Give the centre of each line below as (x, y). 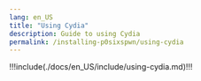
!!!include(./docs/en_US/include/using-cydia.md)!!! (101, 67)
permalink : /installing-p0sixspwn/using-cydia (97, 42)
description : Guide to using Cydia (75, 33)
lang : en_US (31, 17)
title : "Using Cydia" (49, 26)
